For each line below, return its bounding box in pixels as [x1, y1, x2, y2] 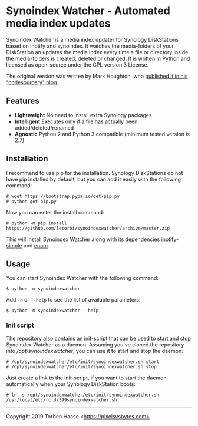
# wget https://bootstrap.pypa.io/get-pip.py [6, 193, 120, 199]
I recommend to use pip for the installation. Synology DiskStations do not [6, 169, 183, 176]
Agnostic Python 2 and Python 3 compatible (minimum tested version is [14, 130, 190, 137]
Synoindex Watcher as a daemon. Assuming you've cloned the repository [6, 341, 184, 348]
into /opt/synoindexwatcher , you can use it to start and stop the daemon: [6, 347, 184, 354]
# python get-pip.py [6, 199, 57, 204]
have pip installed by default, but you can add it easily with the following [6, 176, 181, 183]
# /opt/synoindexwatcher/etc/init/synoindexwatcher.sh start [6, 358, 160, 365]
